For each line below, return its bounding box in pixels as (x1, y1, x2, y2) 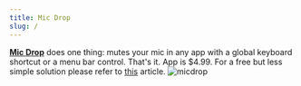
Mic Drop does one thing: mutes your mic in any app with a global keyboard (9, 46, 293, 57)
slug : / (9, 22, 39, 31)
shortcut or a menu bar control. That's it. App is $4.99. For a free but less (9, 56, 283, 67)
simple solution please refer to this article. (9, 65, 166, 77)
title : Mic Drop (9, 13, 71, 23)
